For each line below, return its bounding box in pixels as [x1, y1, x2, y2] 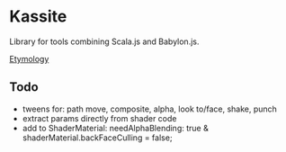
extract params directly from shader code [22, 112, 177, 123]
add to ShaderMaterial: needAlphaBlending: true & [22, 122, 209, 133]
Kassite [9, 6, 67, 27]
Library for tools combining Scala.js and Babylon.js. [9, 36, 200, 47]
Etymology [9, 53, 49, 64]
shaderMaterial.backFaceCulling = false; [22, 132, 173, 143]
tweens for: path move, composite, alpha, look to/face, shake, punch [22, 103, 277, 114]
